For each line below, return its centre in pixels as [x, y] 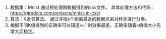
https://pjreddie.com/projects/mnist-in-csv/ [55, 13]
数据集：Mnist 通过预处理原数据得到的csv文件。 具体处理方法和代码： [82, 7]
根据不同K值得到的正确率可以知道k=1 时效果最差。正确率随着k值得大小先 [86, 25]
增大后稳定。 [23, 31]
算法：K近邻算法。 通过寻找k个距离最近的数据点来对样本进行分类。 [80, 19]
